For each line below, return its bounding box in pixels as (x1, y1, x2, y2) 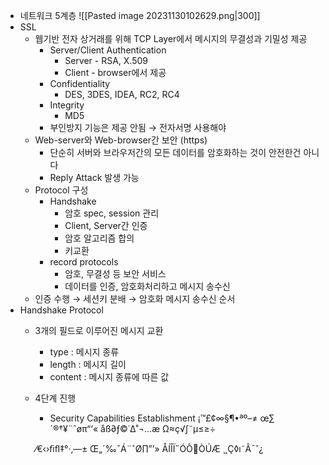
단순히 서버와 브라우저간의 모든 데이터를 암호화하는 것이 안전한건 (49, 147, 302, 158)
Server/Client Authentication (49, 44, 167, 56)
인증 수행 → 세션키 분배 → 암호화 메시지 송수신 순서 (34, 293, 236, 304)
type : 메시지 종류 (49, 346, 120, 358)
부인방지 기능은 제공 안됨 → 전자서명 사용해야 (49, 122, 227, 133)
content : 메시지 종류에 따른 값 (49, 371, 170, 383)
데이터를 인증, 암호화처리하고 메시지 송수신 (64, 280, 231, 292)
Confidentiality (49, 78, 111, 89)
